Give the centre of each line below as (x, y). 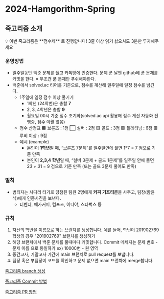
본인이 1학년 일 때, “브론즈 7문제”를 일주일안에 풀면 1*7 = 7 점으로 (89, 148)
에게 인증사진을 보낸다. (39, 198)
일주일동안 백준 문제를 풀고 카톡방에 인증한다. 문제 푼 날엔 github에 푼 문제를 (85, 73)
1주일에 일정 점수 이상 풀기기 (47, 97)
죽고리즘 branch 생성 (25, 271)
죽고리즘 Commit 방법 (26, 281)
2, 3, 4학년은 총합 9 (46, 109)
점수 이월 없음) (51, 122)
